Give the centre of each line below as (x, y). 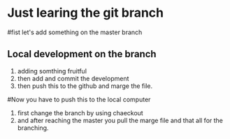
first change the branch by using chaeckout (80, 112)
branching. (33, 128)
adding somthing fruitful (52, 71)
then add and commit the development (73, 78)
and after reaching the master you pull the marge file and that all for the (120, 120)
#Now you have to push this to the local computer (79, 99)
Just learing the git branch (86, 13)
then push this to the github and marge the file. (85, 86)
